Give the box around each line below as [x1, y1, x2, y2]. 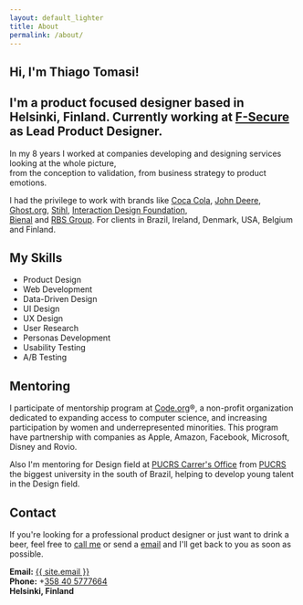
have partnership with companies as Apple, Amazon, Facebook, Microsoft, [9, 432, 290, 443]
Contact [9, 505, 57, 520]
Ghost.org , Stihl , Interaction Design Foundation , [9, 204, 188, 215]
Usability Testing [22, 342, 87, 353]
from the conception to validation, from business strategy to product [9, 167, 266, 178]
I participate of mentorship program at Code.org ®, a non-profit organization [9, 402, 294, 413]
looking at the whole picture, [9, 157, 117, 169]
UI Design [22, 303, 60, 315]
